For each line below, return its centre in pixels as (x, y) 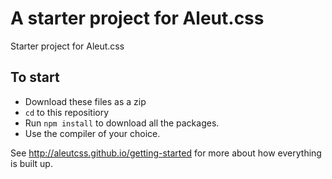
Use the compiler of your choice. (92, 133)
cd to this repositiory (67, 112)
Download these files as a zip (85, 101)
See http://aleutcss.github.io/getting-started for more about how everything (166, 153)
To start (35, 77)
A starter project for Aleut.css (137, 18)
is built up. (31, 163)
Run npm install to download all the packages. (122, 123)
